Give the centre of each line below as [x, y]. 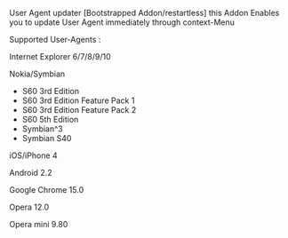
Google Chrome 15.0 [47, 190]
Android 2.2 [31, 173]
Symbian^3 [43, 129]
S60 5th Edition [50, 119]
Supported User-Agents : [55, 40]
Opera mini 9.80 [39, 224]
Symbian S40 [47, 138]
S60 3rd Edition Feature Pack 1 [78, 100]
